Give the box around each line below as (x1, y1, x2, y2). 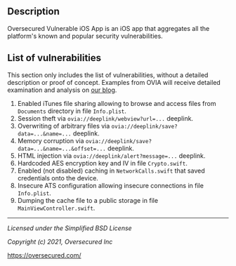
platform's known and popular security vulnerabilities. (7, 32, 163, 40)
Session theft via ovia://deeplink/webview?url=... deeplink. (17, 114, 194, 122)
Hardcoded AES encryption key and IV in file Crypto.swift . (17, 159, 188, 167)
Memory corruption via (17, 136, 84, 145)
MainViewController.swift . (17, 204, 96, 212)
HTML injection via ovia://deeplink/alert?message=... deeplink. (17, 151, 206, 160)
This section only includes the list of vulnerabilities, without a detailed (7, 70, 209, 79)
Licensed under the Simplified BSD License (7, 224, 132, 232)
